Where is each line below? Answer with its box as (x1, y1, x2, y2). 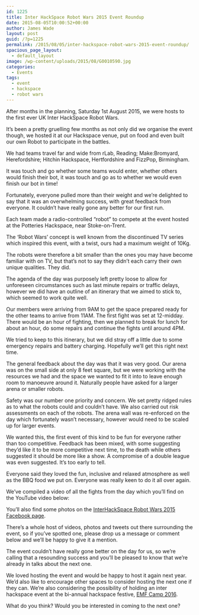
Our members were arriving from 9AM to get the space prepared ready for (6, 305, 188, 313)
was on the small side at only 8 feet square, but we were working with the (6, 366, 186, 374)
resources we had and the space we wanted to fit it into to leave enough (6, 372, 182, 380)
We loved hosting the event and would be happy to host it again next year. (6, 572, 187, 579)
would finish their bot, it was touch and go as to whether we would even (6, 173, 182, 181)
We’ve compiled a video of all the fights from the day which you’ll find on (6, 487, 184, 495)
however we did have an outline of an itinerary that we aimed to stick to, (6, 288, 182, 295)
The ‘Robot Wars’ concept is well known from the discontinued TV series (6, 233, 184, 240)
